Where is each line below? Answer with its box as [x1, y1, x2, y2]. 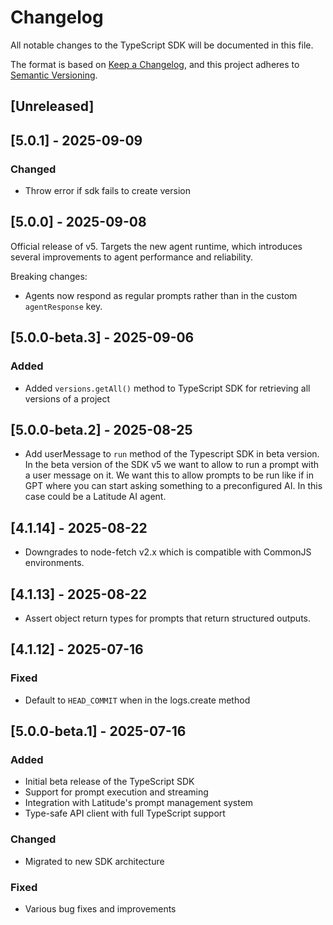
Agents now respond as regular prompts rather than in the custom [24, 289, 298, 301]
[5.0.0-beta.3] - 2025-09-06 [10, 329, 195, 346]
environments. [24, 557, 85, 569]
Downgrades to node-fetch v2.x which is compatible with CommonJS [24, 546, 312, 558]
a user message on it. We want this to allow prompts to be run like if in [24, 469, 314, 481]
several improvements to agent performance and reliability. [10, 251, 254, 263]
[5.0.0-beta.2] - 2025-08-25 [10, 421, 193, 438]
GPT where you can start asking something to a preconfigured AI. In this [24, 480, 323, 492]
